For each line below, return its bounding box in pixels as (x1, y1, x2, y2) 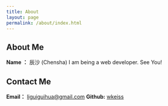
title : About (6, 8, 39, 15)
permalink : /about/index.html (6, 20, 82, 26)
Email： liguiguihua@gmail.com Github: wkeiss (6, 93, 124, 100)
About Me (6, 42, 44, 52)
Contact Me (6, 76, 51, 87)
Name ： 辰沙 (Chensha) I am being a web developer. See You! (6, 59, 163, 66)
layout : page (6, 14, 39, 20)
